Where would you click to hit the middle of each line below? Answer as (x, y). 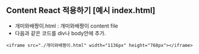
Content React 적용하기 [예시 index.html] (81, 11)
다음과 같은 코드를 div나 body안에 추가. (60, 33)
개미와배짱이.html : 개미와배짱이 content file (66, 26)
